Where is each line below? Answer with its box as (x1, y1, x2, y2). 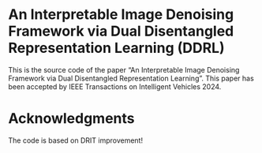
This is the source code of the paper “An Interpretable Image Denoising (8, 65, 240, 74)
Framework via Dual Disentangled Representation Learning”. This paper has (8, 73, 254, 83)
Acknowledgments (8, 110, 136, 128)
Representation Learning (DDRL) (8, 39, 225, 57)
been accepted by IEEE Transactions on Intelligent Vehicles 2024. (8, 81, 222, 91)
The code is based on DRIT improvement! (8, 136, 144, 145)
